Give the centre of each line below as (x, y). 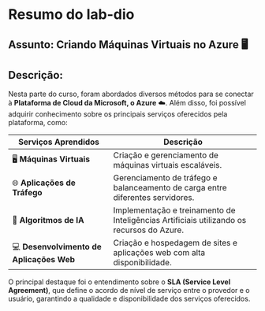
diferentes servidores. (154, 198)
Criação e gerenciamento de (166, 155)
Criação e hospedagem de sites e (175, 243)
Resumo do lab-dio (71, 15)
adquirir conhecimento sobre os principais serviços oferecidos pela (118, 114)
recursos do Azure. (148, 230)
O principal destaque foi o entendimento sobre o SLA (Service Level (119, 282)
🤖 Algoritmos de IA (48, 220)
